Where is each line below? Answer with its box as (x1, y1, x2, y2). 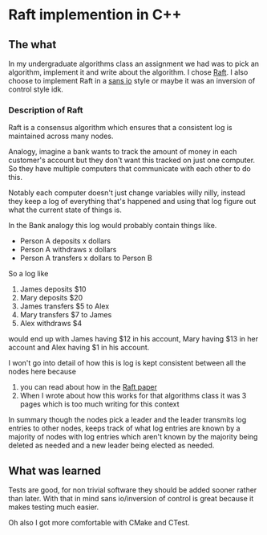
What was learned (8, 464, 102, 477)
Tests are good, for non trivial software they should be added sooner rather (8, 485, 257, 495)
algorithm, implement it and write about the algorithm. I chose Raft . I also (8, 67, 249, 77)
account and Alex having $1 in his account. (8, 343, 150, 353)
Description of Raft (8, 104, 83, 116)
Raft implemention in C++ (8, 6, 182, 24)
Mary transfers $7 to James (19, 310, 112, 320)
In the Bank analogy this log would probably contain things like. (8, 221, 217, 231)
